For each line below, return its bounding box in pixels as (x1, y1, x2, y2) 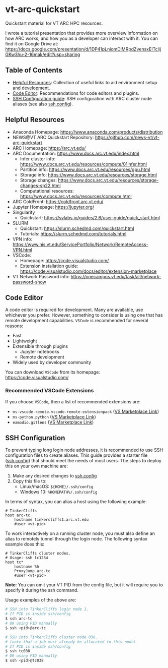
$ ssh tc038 (5, 649, 30, 654)
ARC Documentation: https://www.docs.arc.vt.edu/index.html (12, 150, 139, 156)
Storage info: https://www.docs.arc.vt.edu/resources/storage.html (20, 171, 157, 177)
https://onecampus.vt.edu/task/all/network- (70, 273, 161, 279)
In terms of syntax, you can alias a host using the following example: (5, 499, 147, 505)
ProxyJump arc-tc (14, 569, 51, 574)
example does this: (5, 541, 44, 548)
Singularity (12, 209, 35, 215)
